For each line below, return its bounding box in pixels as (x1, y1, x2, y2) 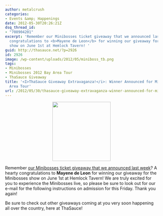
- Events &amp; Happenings (5, 16, 60, 21)
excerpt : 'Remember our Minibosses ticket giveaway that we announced (5, 34, 151, 39)
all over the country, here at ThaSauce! (5, 205, 83, 211)
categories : (5, 12, 29, 17)
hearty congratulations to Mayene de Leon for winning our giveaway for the (5, 170, 157, 176)
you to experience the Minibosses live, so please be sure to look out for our (5, 181, 156, 186)
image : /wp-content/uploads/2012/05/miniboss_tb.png (5, 57, 114, 62)
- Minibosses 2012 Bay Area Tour (5, 70, 73, 75)
